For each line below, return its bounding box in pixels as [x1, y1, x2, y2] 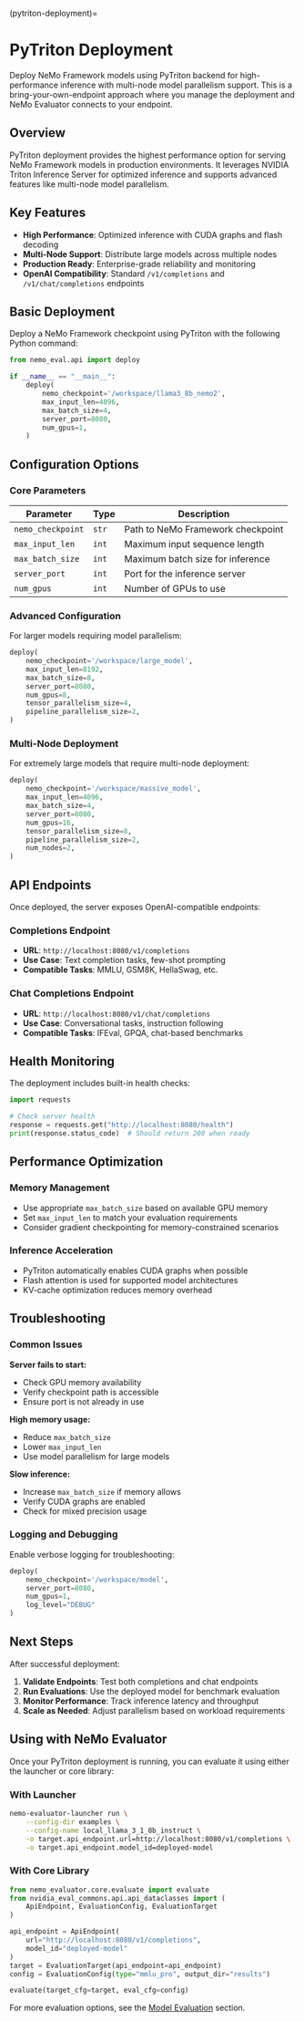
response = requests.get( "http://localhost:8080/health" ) [9, 1121, 234, 1130]
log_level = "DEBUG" [25, 1601, 96, 1610]
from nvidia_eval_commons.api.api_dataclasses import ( [9, 1893, 226, 1903]
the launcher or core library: [9, 1765, 115, 1777]
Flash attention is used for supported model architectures [22, 1274, 238, 1285]
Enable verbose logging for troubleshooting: [9, 1549, 175, 1560]
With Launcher [9, 1788, 76, 1800]
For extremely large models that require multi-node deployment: [9, 758, 250, 769]
